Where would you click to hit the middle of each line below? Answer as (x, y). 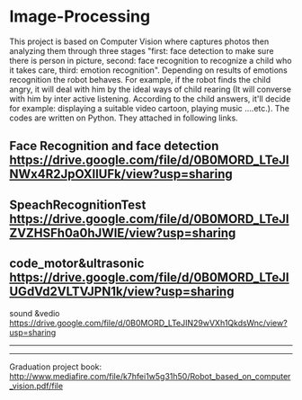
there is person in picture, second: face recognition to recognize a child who (151, 60)
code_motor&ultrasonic (77, 264)
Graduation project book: (56, 367)
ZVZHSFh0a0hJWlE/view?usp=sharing (123, 232)
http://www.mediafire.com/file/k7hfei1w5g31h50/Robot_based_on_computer (150, 376)
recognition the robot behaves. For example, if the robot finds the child (140, 79)
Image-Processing (80, 17)
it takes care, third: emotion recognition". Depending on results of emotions (148, 70)
